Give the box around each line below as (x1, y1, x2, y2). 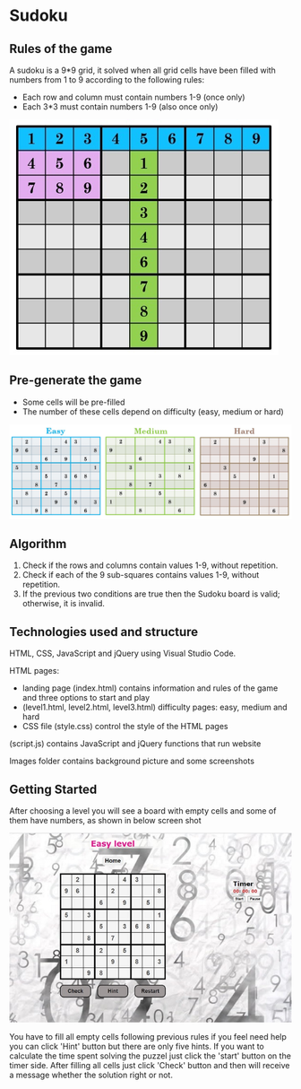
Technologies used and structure (9, 624, 199, 640)
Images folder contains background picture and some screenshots (9, 755, 255, 767)
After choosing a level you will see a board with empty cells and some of (9, 806, 277, 816)
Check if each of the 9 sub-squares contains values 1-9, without (21, 570, 260, 580)
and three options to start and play (21, 693, 150, 703)
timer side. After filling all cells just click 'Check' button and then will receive (9, 1060, 290, 1070)
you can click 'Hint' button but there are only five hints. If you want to (9, 1041, 264, 1051)
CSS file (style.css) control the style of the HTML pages (21, 721, 228, 732)
